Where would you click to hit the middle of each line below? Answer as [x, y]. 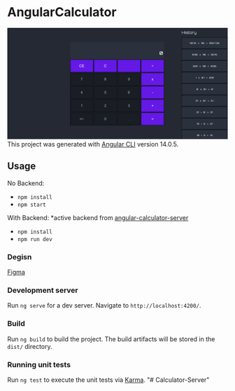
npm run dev [35, 239]
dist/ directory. [30, 346]
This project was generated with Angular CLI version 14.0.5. [93, 144]
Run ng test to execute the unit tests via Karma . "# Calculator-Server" [108, 380]
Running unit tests [39, 364]
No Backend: [26, 183]
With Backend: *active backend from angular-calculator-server [98, 217]
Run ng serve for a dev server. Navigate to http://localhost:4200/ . [104, 306]
